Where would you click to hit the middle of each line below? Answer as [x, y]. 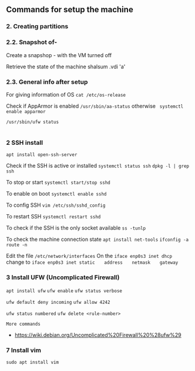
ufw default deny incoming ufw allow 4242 [58, 302]
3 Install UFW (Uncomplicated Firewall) [63, 277]
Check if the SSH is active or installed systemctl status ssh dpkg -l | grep [98, 166]
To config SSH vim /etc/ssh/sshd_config [56, 205]
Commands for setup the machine [70, 10]
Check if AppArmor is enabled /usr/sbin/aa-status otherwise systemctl [95, 106]
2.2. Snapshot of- [32, 42]
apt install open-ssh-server [42, 155]
